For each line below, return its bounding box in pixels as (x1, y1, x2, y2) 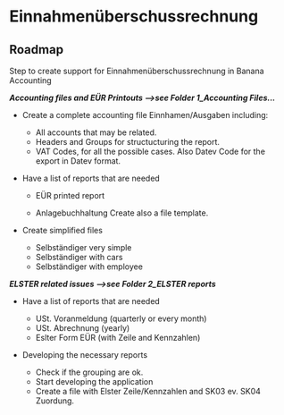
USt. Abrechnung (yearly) (35, 323, 130, 333)
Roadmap (9, 42, 64, 57)
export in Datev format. (35, 156, 121, 166)
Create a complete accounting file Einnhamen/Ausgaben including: (21, 110, 269, 120)
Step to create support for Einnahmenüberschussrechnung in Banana (9, 65, 265, 76)
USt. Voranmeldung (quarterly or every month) (35, 313, 207, 324)
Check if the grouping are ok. (35, 367, 144, 377)
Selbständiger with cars (35, 252, 123, 262)
